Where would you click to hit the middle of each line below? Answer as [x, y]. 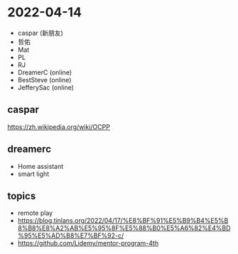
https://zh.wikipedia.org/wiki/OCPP [59, 127]
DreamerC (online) [45, 72]
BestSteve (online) [44, 79]
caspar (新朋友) [40, 33]
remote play [35, 213]
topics [22, 196]
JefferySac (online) [46, 87]
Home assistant [40, 166]
